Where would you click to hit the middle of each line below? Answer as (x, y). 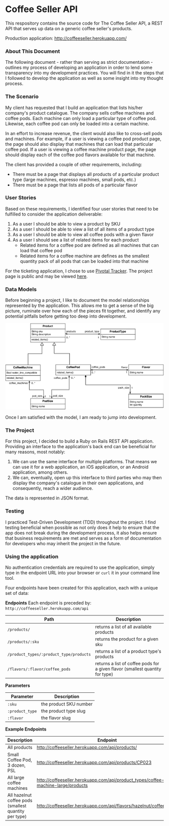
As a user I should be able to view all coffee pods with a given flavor (83, 234)
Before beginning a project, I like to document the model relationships (77, 300)
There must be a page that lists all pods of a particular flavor (75, 185)
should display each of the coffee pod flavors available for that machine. (80, 155)
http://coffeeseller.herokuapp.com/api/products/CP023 (94, 763)
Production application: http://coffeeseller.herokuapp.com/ (66, 38)
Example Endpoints (26, 729)
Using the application (32, 556)
